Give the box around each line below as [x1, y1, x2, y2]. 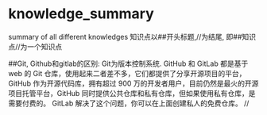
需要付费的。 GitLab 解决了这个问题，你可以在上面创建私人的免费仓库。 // [8, 98, 250, 108]
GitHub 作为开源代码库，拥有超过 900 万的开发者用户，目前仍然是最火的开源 [8, 79, 259, 88]
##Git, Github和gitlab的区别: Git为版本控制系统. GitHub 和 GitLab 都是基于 [8, 59, 249, 68]
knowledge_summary [8, 5, 155, 23]
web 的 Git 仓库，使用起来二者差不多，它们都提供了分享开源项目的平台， [8, 68, 246, 78]
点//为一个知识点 [8, 41, 63, 52]
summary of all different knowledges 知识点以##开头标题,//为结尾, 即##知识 [8, 32, 257, 41]
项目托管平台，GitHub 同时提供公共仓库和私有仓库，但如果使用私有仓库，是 [8, 88, 256, 98]
